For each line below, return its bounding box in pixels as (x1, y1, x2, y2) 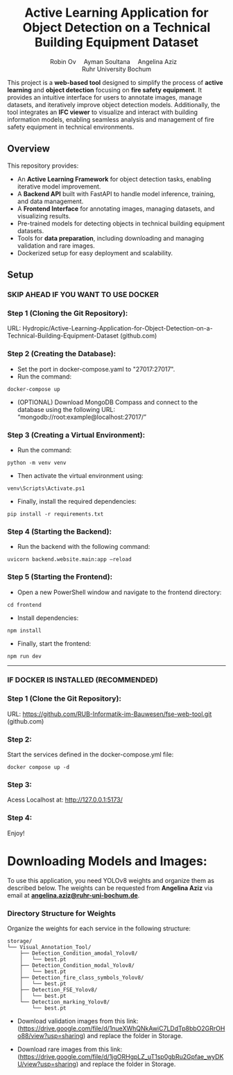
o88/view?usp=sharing (17, 1031, 84, 1040)
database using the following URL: (17, 405, 116, 413)
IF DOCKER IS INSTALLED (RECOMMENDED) (7, 675, 158, 685)
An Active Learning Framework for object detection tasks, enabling (17, 175, 212, 183)
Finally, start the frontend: (17, 639, 92, 648)
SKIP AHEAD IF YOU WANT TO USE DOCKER (7, 290, 159, 300)
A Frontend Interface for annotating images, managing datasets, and (17, 204, 215, 213)
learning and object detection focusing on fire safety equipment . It (7, 86, 202, 94)
